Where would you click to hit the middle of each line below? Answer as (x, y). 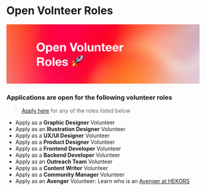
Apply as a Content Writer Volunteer (62, 168)
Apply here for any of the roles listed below (76, 111)
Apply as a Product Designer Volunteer (65, 142)
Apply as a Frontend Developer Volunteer (68, 149)
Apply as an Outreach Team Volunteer (64, 162)
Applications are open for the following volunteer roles (90, 97)
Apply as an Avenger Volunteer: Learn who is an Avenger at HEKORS (102, 181)
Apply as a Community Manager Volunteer (70, 174)
